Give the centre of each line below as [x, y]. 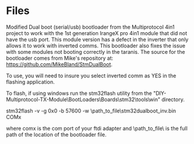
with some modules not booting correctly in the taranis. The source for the [96, 52]
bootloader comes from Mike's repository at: [60, 58]
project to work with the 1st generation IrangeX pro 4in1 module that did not [97, 33]
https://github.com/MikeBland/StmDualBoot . [59, 64]
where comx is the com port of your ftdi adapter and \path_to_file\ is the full [97, 128]
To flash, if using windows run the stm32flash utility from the [79, 93]
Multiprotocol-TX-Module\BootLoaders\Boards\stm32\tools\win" [83, 99]
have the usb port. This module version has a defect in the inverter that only [97, 39]
